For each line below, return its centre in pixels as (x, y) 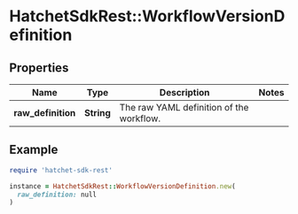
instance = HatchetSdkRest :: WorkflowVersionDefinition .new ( (123, 186)
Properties (39, 68)
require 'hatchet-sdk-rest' (61, 170)
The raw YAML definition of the (184, 107)
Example (34, 150)
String (97, 113)
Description (184, 92)
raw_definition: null (57, 195)
